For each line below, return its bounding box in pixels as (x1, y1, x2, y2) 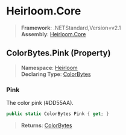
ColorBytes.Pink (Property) (6, 48, 111, 58)
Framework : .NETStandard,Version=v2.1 (20, 24, 121, 31)
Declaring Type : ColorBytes (20, 71, 92, 78)
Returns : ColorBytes (20, 122, 72, 129)
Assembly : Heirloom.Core (20, 30, 86, 37)
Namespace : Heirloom (20, 64, 78, 71)
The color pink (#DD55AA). (6, 99, 74, 107)
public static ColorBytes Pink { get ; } (6, 111, 110, 117)
